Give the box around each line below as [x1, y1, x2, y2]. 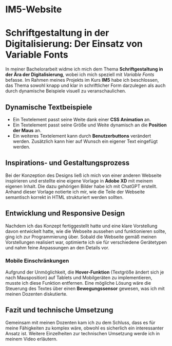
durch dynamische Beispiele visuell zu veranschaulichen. [5, 88, 127, 94]
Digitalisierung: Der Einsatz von [5, 38, 143, 50]
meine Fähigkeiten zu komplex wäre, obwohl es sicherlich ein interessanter [5, 325, 164, 331]
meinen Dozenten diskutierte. [5, 290, 68, 297]
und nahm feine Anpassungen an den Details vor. [5, 244, 109, 250]
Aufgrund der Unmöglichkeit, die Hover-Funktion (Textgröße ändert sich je [5, 269, 164, 275]
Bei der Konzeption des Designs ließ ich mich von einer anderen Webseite [5, 172, 162, 178]
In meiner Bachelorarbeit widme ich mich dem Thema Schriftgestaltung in [5, 66, 163, 72]
